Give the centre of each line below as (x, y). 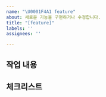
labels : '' (20, 28)
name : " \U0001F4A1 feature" (41, 12)
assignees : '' (24, 34)
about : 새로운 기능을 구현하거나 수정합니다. (54, 17)
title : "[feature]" (30, 23)
